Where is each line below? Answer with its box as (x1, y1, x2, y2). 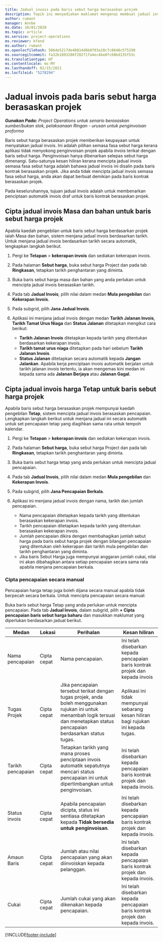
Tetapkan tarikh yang (60, 744, 109, 751)
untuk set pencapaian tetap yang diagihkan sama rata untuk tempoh (5, 421, 142, 427)
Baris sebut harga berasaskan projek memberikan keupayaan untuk (5, 137, 140, 143)
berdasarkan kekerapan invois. (19, 340, 81, 346)
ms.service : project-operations (5, 34, 70, 39)
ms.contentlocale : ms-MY (5, 61, 55, 66)
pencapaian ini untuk (60, 774, 108, 781)
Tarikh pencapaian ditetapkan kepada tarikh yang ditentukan (19, 523, 141, 529)
